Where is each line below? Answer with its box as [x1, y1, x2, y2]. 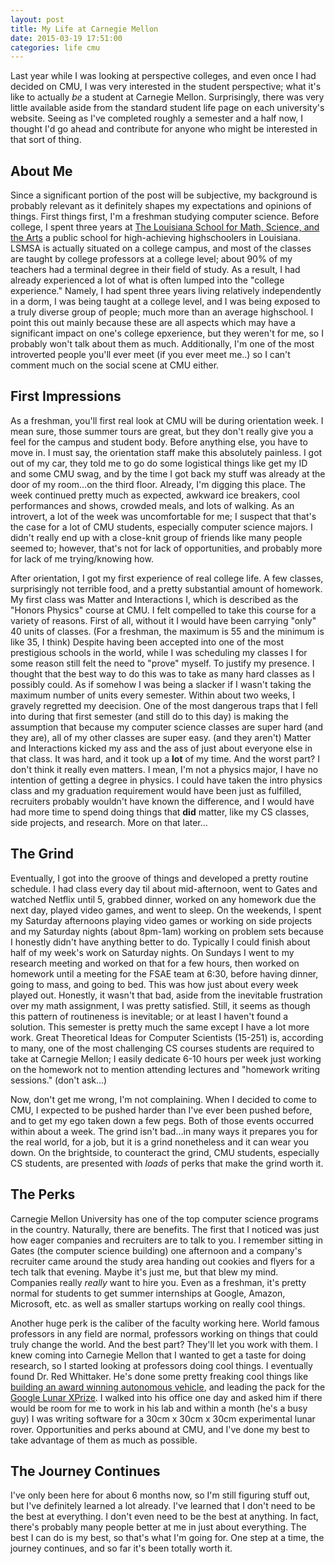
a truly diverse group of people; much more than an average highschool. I [10, 306, 314, 318]
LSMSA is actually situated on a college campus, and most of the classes [10, 242, 312, 255]
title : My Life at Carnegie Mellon [10, 24, 159, 34]
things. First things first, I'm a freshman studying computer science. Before [10, 211, 320, 223]
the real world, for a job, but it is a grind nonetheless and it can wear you [10, 1136, 309, 1148]
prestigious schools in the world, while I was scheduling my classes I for [10, 646, 308, 658]
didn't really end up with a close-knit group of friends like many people [10, 531, 303, 543]
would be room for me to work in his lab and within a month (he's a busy [10, 1402, 308, 1414]
